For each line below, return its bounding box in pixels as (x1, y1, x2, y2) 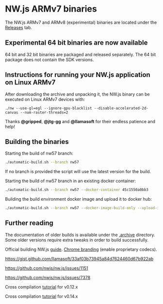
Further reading (5, 219, 53, 227)
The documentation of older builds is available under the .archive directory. (5, 232, 155, 238)
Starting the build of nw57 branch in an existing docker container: (5, 178, 136, 184)
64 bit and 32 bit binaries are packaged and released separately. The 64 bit (5, 51, 156, 57)
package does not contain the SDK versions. (5, 57, 94, 63)
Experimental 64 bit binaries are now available (5, 39, 148, 47)
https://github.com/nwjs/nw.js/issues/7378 (5, 274, 91, 280)
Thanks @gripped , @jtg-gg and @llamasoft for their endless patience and (5, 118, 156, 124)
